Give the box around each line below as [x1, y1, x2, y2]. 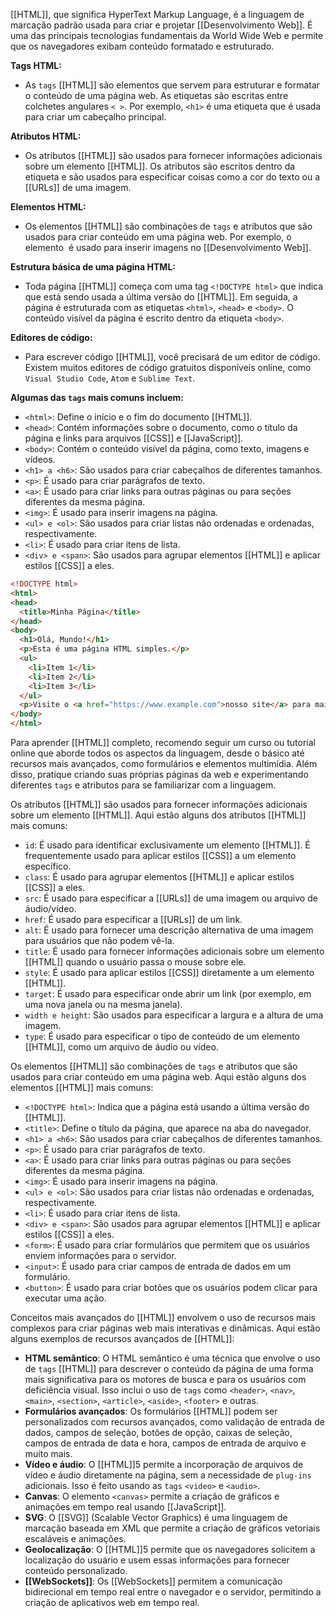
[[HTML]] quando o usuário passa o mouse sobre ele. [24, 956, 247, 968]
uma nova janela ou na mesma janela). [24, 999, 183, 1010]
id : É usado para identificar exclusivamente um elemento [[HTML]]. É [24, 839, 311, 851]
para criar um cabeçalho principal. [24, 111, 167, 123]
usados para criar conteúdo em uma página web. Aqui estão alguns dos [10, 1071, 307, 1083]
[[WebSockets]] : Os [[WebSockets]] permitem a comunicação [24, 1575, 283, 1587]
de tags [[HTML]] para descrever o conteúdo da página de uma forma [24, 1363, 314, 1374]
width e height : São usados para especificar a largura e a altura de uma [24, 1009, 324, 1021]
